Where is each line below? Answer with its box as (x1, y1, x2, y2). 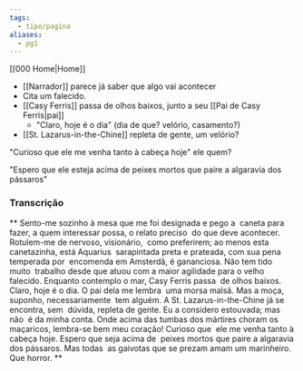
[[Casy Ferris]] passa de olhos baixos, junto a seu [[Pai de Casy (22, 101, 261, 112)
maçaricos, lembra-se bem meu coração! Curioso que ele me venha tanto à (9, 323, 295, 334)
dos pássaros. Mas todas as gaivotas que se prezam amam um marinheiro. (9, 342, 292, 354)
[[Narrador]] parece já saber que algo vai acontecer (22, 81, 217, 92)
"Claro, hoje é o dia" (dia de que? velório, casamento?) (35, 120, 241, 131)
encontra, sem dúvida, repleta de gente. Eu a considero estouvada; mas (9, 304, 281, 315)
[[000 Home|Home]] (9, 63, 86, 74)
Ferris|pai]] (22, 110, 65, 121)
